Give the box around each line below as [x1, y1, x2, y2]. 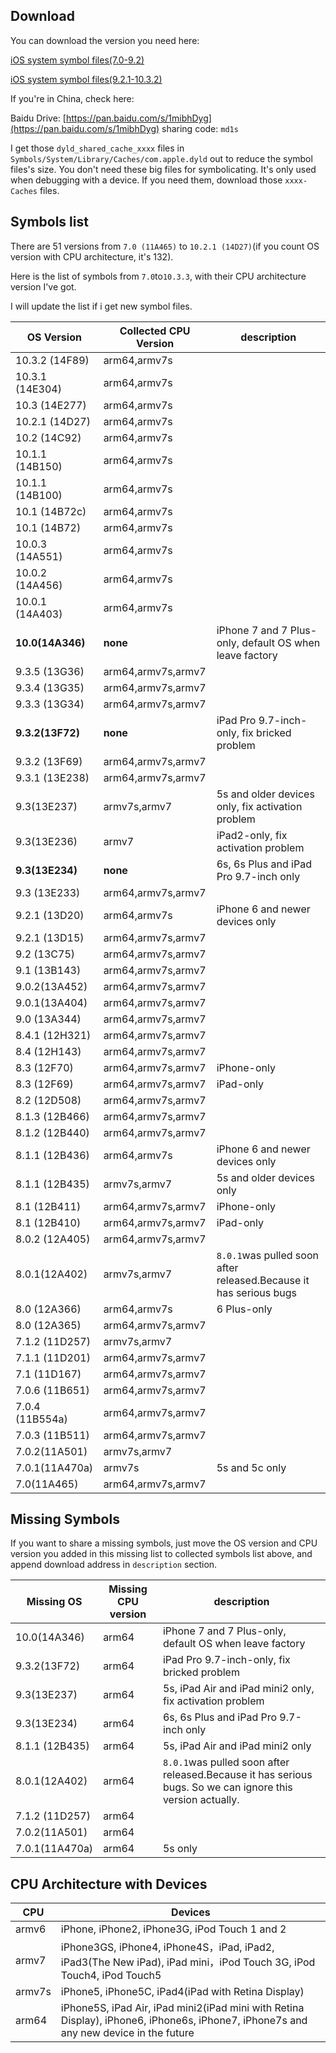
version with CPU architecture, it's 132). [10, 250, 174, 263]
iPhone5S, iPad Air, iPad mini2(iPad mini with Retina [60, 2001, 305, 2015]
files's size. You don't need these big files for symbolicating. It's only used [10, 163, 317, 175]
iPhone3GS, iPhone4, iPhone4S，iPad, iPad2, [60, 1940, 275, 1954]
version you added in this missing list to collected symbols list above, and [10, 1548, 313, 1560]
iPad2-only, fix [216, 828, 288, 842]
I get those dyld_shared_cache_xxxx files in [10, 142, 185, 154]
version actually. [162, 1793, 240, 1807]
